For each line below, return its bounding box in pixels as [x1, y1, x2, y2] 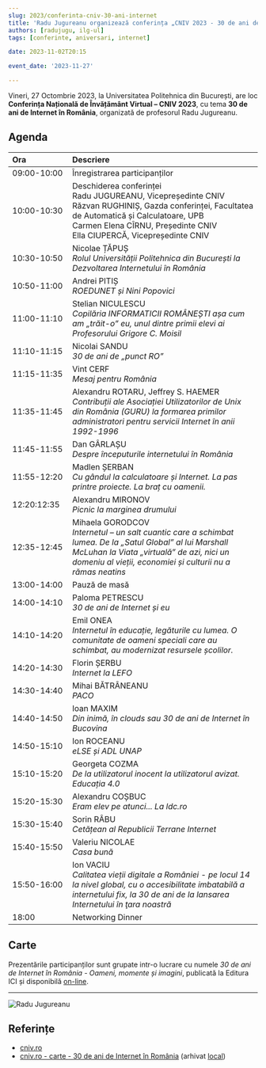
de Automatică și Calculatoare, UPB [72, 210, 204, 221]
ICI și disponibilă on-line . [8, 976, 89, 986]
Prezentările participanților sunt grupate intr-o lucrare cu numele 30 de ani [8, 960, 252, 969]
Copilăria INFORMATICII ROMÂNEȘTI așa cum [72, 308, 245, 319]
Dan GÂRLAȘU [72, 439, 127, 450]
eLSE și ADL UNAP [72, 745, 142, 756]
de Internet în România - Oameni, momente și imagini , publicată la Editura [8, 967, 249, 978]
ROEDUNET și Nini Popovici [72, 285, 176, 296]
